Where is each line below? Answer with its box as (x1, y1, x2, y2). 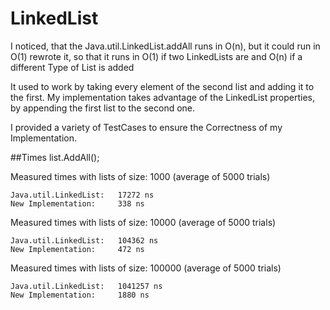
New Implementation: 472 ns (10, 244, 145, 254)
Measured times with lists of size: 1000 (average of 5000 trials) (10, 170, 271, 182)
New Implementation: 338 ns (10, 198, 145, 209)
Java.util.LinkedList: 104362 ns (10, 235, 159, 246)
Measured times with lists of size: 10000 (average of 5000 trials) (10, 216, 277, 228)
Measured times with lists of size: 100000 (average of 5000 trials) (10, 262, 282, 274)
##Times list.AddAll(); (10, 151, 100, 163)
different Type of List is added (10, 61, 135, 73)
